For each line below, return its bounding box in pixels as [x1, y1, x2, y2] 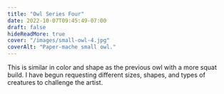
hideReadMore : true [7, 30, 66, 38]
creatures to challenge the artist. [7, 78, 103, 86]
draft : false [7, 23, 46, 31]
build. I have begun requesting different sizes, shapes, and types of [7, 70, 205, 79]
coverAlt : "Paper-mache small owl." [7, 43, 116, 51]
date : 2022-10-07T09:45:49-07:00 [7, 17, 107, 24]
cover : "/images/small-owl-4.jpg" [7, 37, 111, 44]
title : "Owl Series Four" [7, 10, 84, 18]
